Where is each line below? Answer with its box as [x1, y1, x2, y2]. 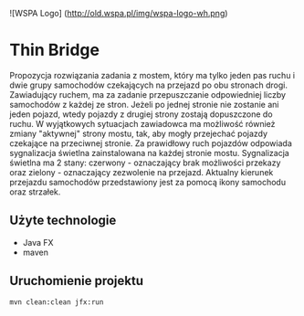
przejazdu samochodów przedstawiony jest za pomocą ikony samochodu [9, 176, 286, 187]
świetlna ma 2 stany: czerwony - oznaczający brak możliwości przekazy [9, 157, 281, 168]
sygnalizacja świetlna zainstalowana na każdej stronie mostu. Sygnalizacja [9, 147, 289, 158]
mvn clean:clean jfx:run [9, 297, 104, 307]
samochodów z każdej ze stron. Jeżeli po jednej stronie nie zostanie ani [9, 99, 279, 110]
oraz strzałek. [9, 186, 61, 197]
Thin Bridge [9, 40, 100, 60]
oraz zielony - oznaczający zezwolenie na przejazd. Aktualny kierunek [9, 166, 274, 177]
